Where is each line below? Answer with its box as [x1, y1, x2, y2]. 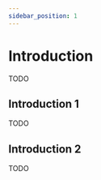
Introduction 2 [8, 142, 82, 156]
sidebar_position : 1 [8, 11, 78, 20]
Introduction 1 [8, 96, 79, 110]
